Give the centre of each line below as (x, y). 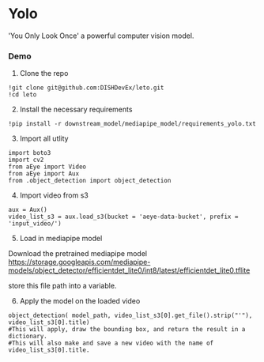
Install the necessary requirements (76, 109)
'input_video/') (35, 224)
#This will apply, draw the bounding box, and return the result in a (127, 330)
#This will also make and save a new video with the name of (111, 343)
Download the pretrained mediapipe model (78, 254)
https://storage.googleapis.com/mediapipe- (79, 262)
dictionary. (28, 337)
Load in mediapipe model (61, 239)
